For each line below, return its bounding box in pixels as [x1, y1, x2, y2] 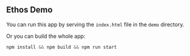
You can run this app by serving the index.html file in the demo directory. [6, 20, 185, 28]
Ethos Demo [6, 5, 53, 15]
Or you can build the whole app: [6, 33, 86, 40]
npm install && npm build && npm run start [6, 44, 117, 50]
